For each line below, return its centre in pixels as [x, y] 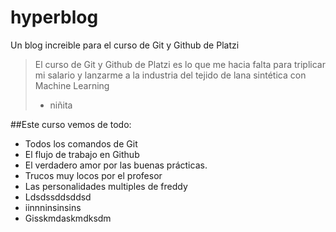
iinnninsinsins [53, 207]
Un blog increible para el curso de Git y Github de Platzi [125, 45]
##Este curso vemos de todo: [71, 124]
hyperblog [54, 17]
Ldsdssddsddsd [58, 197]
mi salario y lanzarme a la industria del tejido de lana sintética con [170, 75]
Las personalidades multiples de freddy [106, 186]
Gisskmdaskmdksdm [68, 218]
